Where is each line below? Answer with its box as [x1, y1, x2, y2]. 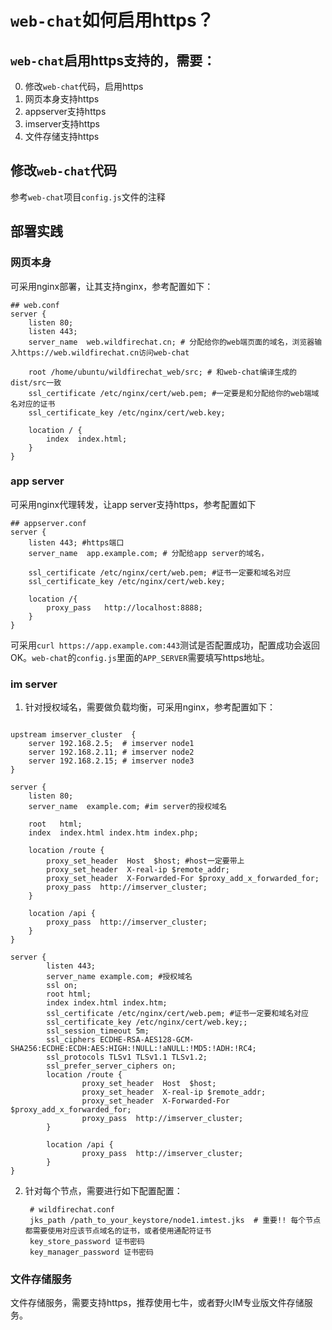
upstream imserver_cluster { [10, 730, 137, 740]
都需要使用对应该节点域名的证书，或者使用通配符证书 [24, 1226, 212, 1236]
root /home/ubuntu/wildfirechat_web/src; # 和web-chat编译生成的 [28, 367, 297, 377]
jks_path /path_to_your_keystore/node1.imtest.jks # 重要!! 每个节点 [29, 1216, 322, 1226]
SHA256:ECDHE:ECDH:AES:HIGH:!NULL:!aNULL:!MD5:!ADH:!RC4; [10, 1044, 257, 1054]
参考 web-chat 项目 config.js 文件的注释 [10, 191, 166, 203]
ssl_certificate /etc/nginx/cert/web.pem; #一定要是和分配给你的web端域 [28, 388, 320, 398]
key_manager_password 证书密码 [29, 1247, 154, 1258]
